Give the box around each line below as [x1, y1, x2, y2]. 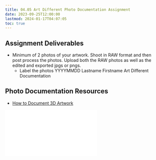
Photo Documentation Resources [5, 87, 108, 96]
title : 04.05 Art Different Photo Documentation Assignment [5, 7, 131, 12]
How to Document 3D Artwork [12, 100, 74, 106]
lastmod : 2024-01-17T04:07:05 [5, 16, 67, 21]
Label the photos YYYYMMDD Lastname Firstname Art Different [19, 68, 149, 74]
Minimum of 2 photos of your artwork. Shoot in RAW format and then [12, 52, 152, 58]
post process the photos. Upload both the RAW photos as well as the [12, 57, 152, 63]
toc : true [5, 21, 26, 26]
